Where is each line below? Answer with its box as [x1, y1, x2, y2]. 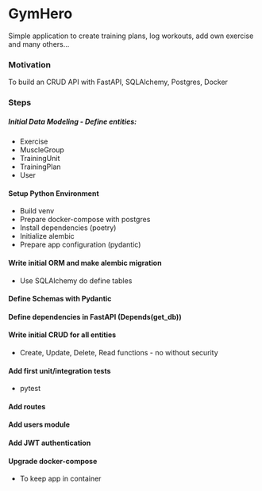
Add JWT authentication [8, 438, 91, 447]
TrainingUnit [19, 154, 60, 163]
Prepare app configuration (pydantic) [19, 240, 141, 250]
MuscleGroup [19, 145, 65, 155]
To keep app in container [19, 474, 102, 484]
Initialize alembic [19, 232, 75, 241]
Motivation [8, 59, 52, 70]
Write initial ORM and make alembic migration [8, 258, 162, 267]
